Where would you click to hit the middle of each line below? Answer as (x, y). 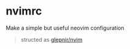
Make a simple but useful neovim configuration (65, 28)
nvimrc (24, 11)
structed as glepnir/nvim (52, 39)
